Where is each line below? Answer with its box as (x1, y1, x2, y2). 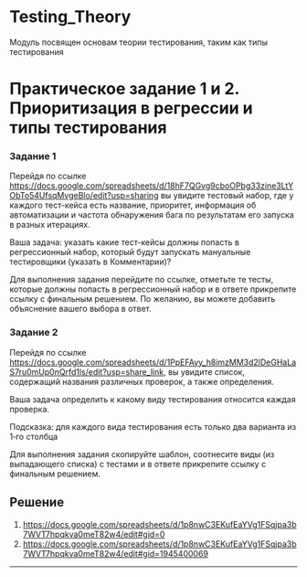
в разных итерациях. (9, 219, 90, 230)
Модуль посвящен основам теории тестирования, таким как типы (9, 37, 268, 48)
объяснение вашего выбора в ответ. (9, 304, 153, 315)
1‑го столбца (9, 431, 58, 442)
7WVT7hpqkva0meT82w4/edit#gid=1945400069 (22, 548, 208, 559)
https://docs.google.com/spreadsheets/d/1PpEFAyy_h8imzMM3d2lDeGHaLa (9, 357, 297, 368)
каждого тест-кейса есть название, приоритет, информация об (9, 199, 257, 211)
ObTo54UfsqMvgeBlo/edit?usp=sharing (9, 190, 159, 201)
